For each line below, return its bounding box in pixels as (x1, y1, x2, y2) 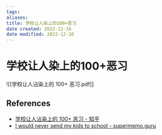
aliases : (6, 15, 28, 21)
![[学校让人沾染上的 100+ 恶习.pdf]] (6, 81, 94, 88)
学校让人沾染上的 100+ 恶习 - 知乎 (15, 115, 100, 122)
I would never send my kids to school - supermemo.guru (15, 122, 156, 129)
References (6, 98, 51, 109)
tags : (6, 8, 20, 15)
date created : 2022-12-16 (6, 25, 71, 32)
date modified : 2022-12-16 (6, 31, 74, 38)
